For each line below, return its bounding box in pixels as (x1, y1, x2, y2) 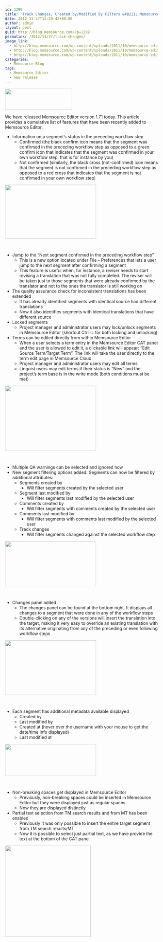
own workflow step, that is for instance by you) (19, 154, 114, 160)
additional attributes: (12, 474, 53, 480)
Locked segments (12, 319, 48, 325)
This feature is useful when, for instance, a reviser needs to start (19, 267, 149, 273)
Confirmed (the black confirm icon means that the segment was (19, 139, 147, 145)
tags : (5, 66, 16, 71)
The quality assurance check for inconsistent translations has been (12, 288, 147, 294)
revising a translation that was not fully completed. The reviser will (19, 272, 152, 278)
